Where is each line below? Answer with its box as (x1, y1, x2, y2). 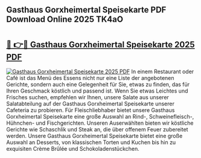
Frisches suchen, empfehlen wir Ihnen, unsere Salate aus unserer (6, 94, 169, 100)
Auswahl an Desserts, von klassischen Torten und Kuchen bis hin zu (6, 139, 176, 146)
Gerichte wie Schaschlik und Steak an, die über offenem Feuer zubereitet (6, 126, 188, 133)
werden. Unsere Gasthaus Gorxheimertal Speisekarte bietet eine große (6, 133, 183, 139)
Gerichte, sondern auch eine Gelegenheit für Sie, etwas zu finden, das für (6, 81, 190, 88)
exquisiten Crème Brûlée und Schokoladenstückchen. (6, 145, 140, 152)
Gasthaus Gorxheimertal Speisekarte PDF (6, 5, 167, 15)
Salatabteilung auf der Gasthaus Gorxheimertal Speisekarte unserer (6, 100, 175, 107)
